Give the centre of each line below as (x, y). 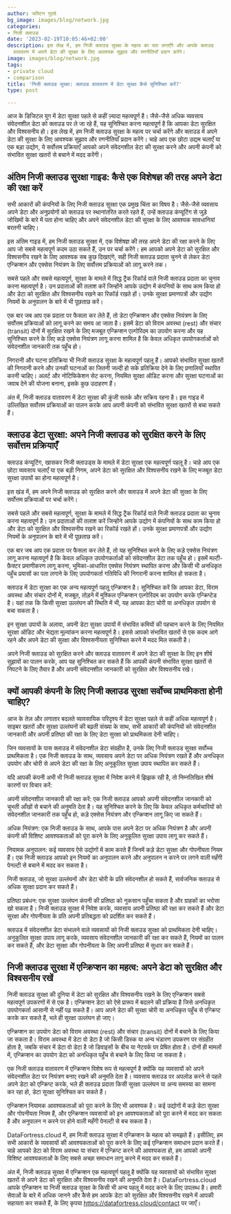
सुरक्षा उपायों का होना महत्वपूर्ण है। (43, 478)
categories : (24, 26)
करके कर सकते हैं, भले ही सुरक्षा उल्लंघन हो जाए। (61, 1018)
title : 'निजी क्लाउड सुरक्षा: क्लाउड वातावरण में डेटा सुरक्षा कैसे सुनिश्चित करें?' (95, 84)
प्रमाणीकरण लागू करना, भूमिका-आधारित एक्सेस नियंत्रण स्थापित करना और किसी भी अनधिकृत (122, 565)
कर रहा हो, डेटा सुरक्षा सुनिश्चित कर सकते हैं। (57, 1092)
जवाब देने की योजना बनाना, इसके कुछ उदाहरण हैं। (62, 383)
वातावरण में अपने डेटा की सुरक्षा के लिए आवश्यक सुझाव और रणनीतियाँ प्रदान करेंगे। (99, 52)
